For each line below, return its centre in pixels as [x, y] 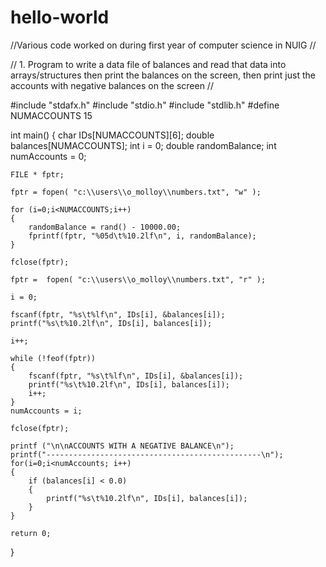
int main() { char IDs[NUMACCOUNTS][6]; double [112, 135]
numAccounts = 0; [48, 156]
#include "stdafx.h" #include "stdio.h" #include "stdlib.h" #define [145, 105]
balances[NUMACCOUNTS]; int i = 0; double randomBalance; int [143, 145]
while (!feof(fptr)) [53, 358]
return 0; [31, 533]
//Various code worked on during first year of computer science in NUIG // [163, 45]
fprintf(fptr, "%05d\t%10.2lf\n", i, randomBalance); [142, 236]
